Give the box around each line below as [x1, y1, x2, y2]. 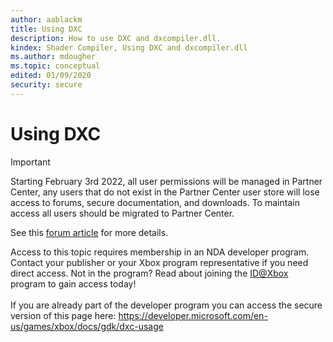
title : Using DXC [10, 24, 83, 34]
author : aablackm [10, 14, 83, 25]
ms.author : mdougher [10, 52, 97, 62]
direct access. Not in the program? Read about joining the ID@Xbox [10, 267, 289, 279]
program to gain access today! [10, 277, 137, 290]
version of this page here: [10, 309, 117, 321]
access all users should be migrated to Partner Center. [10, 207, 235, 219]
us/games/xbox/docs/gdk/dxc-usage [10, 320, 164, 332]
